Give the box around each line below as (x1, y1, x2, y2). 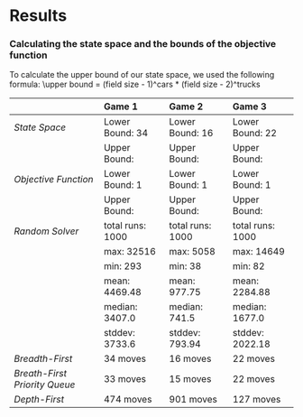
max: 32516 (103, 246, 156, 258)
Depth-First (14, 394, 65, 406)
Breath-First (14, 367, 68, 380)
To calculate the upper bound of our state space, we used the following (9, 69, 275, 80)
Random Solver (14, 225, 79, 237)
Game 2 (169, 100, 204, 113)
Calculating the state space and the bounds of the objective (9, 38, 277, 51)
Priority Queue (14, 378, 76, 391)
